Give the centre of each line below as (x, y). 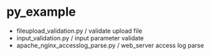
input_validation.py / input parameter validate (80, 38)
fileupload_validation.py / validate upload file (79, 31)
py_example (41, 12)
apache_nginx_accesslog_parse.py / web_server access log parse (110, 45)
